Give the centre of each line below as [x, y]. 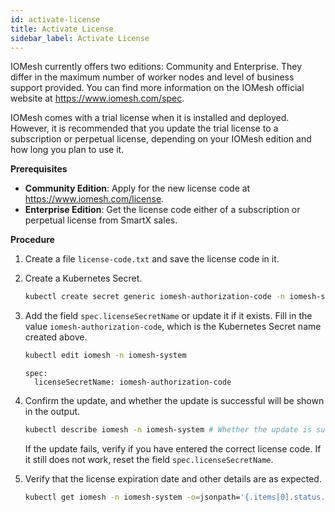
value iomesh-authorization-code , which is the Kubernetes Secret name [173, 327]
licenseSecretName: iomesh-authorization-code [133, 382]
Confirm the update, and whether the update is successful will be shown [174, 401]
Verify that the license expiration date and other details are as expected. [173, 479]
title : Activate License [62, 29]
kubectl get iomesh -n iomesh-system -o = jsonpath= [132, 497]
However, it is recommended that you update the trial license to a [144, 128]
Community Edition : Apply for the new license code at [137, 188]
